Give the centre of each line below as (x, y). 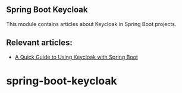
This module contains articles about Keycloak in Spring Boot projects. (91, 24)
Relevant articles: (40, 43)
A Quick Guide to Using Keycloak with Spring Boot (76, 57)
